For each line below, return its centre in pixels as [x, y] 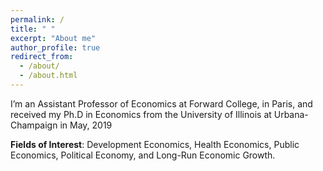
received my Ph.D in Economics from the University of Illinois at [141, 114]
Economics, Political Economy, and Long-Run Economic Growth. [143, 155]
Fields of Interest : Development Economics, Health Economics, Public [155, 144]
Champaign [34, 125]
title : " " [33, 29]
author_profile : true [55, 47]
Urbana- [291, 114]
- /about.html [48, 76]
